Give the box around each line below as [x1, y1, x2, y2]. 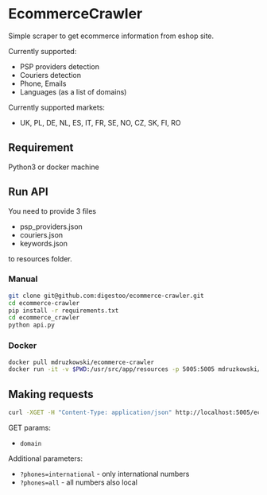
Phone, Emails [19, 79, 67, 88]
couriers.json [19, 230, 64, 239]
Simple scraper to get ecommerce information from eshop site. [8, 31, 215, 41]
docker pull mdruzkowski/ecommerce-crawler [8, 358, 155, 366]
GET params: [8, 423, 52, 432]
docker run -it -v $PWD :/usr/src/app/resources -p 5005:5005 [8, 365, 215, 373]
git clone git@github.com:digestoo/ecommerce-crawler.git [8, 292, 204, 300]
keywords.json [19, 238, 68, 248]
